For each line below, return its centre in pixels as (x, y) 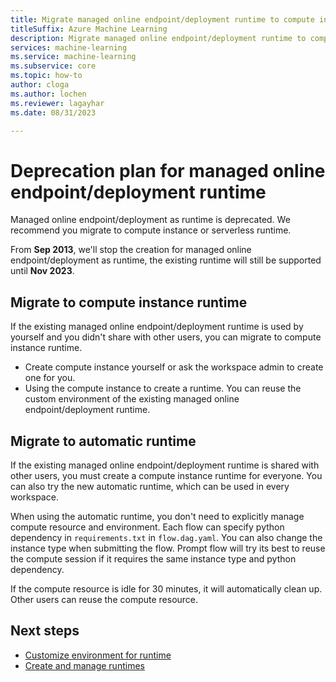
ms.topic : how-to (46, 76)
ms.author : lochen (48, 94)
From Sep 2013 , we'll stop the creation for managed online (131, 250)
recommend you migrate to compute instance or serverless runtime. (151, 230)
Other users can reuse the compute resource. (104, 599)
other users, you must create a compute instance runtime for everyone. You (166, 475)
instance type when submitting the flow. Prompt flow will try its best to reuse (168, 548)
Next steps (45, 631)
